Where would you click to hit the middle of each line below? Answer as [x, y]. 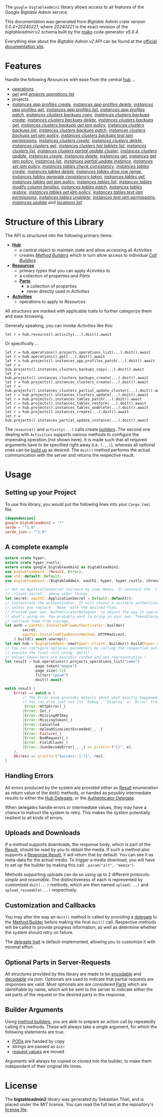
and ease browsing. [25, 316]
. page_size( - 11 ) [50, 671]
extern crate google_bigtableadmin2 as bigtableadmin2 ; [63, 567]
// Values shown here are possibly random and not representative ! [76, 657]
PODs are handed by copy [38, 1041]
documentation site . [25, 46]
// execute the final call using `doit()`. [50, 652]
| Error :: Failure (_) [42, 734]
